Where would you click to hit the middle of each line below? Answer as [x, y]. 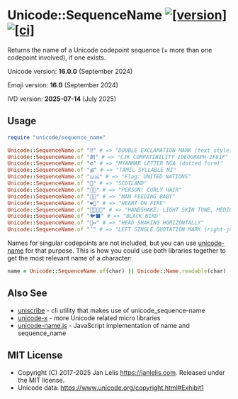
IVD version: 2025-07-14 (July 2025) [62, 99]
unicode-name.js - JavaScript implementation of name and [103, 325]
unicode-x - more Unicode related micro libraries [89, 318]
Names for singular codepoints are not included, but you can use [102, 243]
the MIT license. [41, 380]
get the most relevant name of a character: [70, 258]
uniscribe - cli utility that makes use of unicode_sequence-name [111, 310]
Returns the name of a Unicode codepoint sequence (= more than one [110, 50]
